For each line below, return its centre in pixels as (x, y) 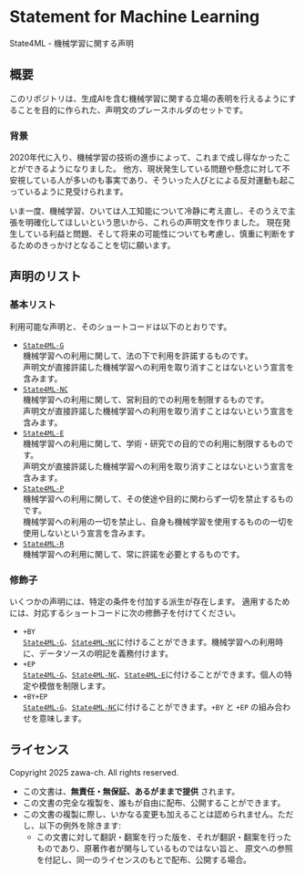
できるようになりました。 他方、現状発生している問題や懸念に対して (153, 169)
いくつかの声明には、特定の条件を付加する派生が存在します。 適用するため (150, 602)
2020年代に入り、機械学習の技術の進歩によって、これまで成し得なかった (147, 158)
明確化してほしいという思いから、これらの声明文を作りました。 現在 (154, 223)
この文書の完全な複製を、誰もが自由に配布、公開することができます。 (154, 802)
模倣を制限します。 (75, 686)
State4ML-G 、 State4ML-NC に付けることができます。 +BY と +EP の (141, 707)
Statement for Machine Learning (135, 17)
